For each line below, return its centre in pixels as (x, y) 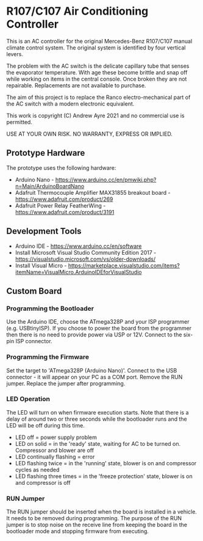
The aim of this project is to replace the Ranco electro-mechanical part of (98, 97)
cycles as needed (37, 470)
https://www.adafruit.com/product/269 (64, 199)
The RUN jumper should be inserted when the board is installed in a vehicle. (101, 512)
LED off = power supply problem (56, 437)
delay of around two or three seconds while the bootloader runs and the (97, 419)
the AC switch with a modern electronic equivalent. (70, 103)
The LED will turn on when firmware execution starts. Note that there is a (98, 412)
